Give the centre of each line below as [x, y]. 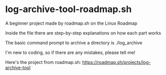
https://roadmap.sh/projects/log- [116, 62]
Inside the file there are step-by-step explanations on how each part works [83, 33]
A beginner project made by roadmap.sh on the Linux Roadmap [71, 23]
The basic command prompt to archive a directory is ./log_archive [74, 43]
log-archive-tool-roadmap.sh [69, 9]
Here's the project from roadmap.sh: [43, 62]
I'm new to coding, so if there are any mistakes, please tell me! [70, 52]
